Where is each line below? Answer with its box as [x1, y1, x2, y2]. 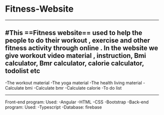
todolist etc [5, 67, 41, 75]
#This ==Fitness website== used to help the [5, 29, 143, 37]
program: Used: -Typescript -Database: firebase [5, 104, 102, 110]
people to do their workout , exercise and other [5, 37, 150, 45]
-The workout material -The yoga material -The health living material [5, 79, 143, 86]
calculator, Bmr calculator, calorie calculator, [5, 59, 144, 68]
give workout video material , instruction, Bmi [5, 52, 146, 60]
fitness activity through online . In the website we [5, 44, 159, 52]
